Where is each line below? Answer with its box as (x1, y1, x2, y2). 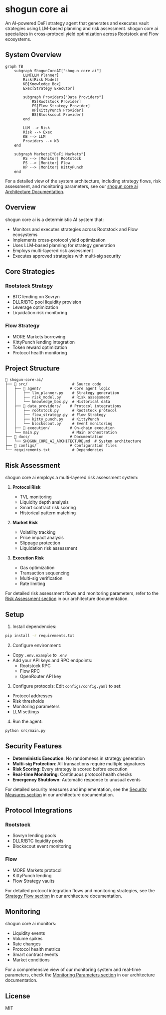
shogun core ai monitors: (5, 921, 56, 927)
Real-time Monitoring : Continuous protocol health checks (12, 771, 132, 777)
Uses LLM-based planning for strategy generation (12, 242, 116, 248)
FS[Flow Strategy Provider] (31, 103, 91, 108)
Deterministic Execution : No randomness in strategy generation (12, 755, 145, 761)
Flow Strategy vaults (12, 878, 55, 884)
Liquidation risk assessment (19, 545, 77, 551)
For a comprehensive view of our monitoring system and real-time (5, 966, 141, 973)
